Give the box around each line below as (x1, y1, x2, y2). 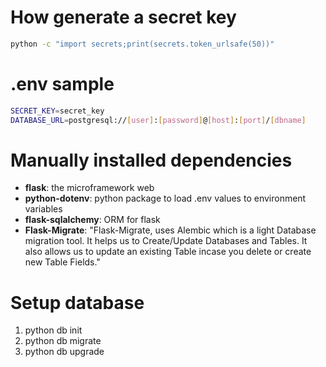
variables (24, 203, 63, 215)
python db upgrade (24, 346, 105, 358)
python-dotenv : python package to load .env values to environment (24, 192, 307, 205)
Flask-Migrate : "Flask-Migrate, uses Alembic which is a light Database (24, 224, 317, 236)
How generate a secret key (10, 6, 237, 29)
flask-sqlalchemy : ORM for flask (24, 214, 161, 226)
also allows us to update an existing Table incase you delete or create (24, 246, 312, 258)
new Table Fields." (24, 256, 101, 268)
